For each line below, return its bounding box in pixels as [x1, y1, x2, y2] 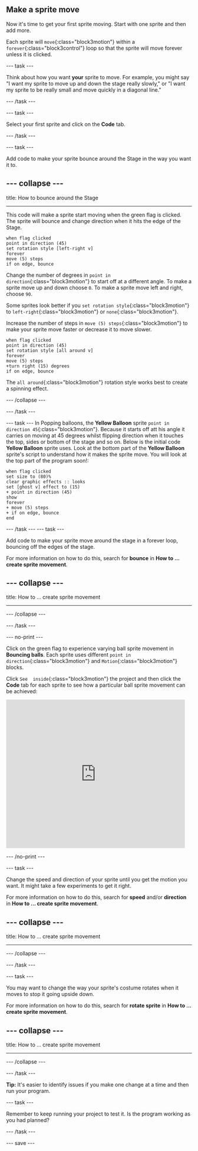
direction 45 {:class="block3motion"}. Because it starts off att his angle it [6, 425, 185, 432]
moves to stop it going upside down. [6, 991, 94, 998]
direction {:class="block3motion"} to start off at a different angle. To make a [6, 277, 192, 284]
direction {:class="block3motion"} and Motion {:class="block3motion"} [6, 658, 178, 665]
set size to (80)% [6, 473, 51, 480]
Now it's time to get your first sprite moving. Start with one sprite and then [6, 20, 187, 27]
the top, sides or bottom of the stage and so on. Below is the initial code [6, 438, 181, 445]
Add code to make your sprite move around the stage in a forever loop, [6, 536, 179, 544]
